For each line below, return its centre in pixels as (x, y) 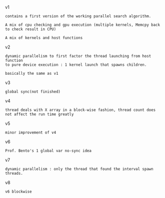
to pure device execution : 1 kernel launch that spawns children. (76, 65)
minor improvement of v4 (31, 133)
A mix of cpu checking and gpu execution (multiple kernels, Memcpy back (83, 25)
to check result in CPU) (31, 29)
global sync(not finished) (33, 92)
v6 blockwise (19, 192)
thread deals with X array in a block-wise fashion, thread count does (80, 110)
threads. (14, 173)
